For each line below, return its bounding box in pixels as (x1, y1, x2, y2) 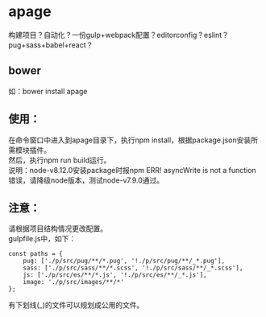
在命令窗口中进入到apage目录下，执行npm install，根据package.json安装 (8, 135, 251, 145)
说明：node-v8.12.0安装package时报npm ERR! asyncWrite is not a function (8, 165, 256, 175)
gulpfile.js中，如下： (8, 234, 77, 244)
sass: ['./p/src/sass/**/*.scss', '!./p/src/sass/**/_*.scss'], (23, 264, 243, 272)
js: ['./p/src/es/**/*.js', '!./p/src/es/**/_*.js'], (23, 271, 207, 279)
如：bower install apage (8, 86, 88, 96)
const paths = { (8, 250, 63, 258)
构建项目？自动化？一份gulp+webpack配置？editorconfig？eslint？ (8, 30, 230, 39)
